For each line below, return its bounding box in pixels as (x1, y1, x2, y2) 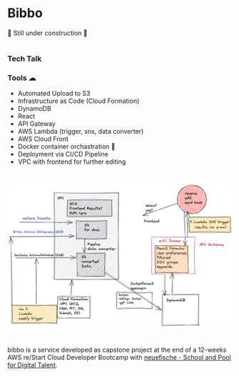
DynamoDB (17, 104, 51, 113)
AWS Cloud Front (17, 134, 69, 144)
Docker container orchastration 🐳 (17, 142, 116, 151)
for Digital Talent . (7, 360, 59, 369)
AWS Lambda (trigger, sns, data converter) (17, 127, 144, 136)
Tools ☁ (7, 73, 36, 83)
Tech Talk (7, 54, 42, 64)
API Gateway (17, 119, 56, 128)
